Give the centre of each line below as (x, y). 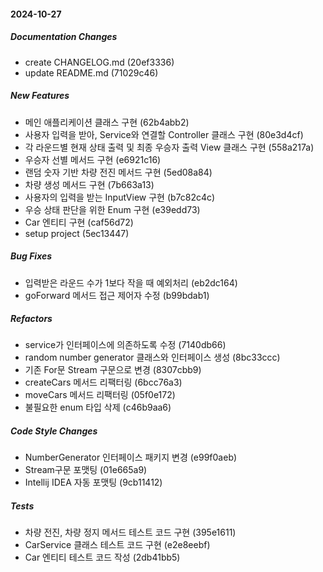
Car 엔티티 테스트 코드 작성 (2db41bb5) (102, 557)
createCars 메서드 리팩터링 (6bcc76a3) (103, 382)
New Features (40, 96)
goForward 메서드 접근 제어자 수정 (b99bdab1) (117, 295)
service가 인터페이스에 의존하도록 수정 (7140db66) (125, 345)
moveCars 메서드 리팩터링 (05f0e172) (100, 395)
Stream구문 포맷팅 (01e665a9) (86, 470)
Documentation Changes (64, 37)
